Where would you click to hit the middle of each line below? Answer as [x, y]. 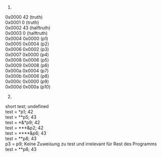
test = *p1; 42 [19, 112]
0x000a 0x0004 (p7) [27, 71]
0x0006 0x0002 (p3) [27, 49]
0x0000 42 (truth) [24, 17]
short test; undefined [27, 106]
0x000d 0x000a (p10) [28, 87]
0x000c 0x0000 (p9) [27, 81]
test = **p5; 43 [21, 117]
